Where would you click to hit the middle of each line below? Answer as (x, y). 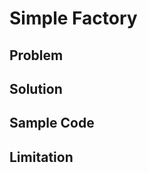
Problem (36, 55)
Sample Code (52, 123)
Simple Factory (73, 18)
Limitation (41, 157)
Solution (36, 88)
